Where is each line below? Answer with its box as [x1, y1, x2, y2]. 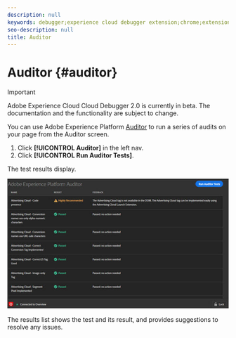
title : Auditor [7, 34, 52, 41]
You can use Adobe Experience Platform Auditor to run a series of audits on [7, 123, 226, 131]
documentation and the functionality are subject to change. [7, 109, 179, 117]
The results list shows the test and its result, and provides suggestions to [7, 316, 219, 324]
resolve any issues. [7, 323, 63, 332]
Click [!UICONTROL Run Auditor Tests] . [17, 151, 134, 160]
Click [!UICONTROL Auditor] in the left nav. [17, 144, 144, 152]
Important [7, 88, 36, 96]
